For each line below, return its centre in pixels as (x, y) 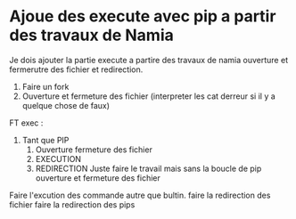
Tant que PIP (45, 140)
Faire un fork (45, 86)
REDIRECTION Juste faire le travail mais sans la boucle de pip (148, 168)
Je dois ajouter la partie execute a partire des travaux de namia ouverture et (148, 60)
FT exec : (26, 123)
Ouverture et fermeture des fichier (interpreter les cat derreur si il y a (149, 96)
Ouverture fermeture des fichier (94, 150)
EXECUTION (58, 158)
